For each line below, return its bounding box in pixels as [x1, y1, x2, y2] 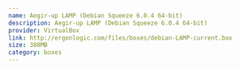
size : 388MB [8, 41, 48, 49]
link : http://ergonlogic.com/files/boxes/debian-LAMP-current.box [8, 33, 233, 42]
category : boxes [8, 48, 62, 56]
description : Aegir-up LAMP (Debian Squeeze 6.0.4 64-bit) [8, 19, 208, 27]
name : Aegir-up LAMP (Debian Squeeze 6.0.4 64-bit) [8, 11, 183, 20]
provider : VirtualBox [8, 26, 80, 34]
